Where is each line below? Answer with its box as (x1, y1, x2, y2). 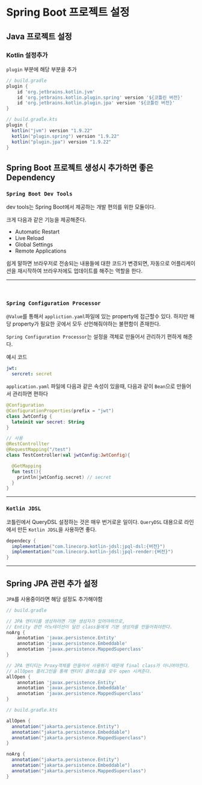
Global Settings (14, 241, 53, 248)
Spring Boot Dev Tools (6, 190, 73, 197)
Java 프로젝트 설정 (6, 31, 72, 42)
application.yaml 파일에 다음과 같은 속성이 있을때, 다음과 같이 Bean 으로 (6, 383, 176, 390)
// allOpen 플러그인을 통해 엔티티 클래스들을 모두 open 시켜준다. (6, 668, 152, 674)
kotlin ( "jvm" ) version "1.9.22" (11, 128, 93, 134)
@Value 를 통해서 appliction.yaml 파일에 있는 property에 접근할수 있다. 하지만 (6, 313, 188, 320)
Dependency (6, 172, 55, 182)
